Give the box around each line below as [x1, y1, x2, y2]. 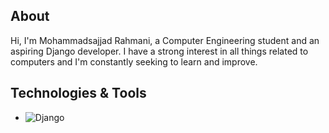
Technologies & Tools [10, 85, 147, 102]
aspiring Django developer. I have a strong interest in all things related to [10, 45, 309, 57]
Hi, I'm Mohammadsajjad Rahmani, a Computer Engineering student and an [10, 34, 320, 46]
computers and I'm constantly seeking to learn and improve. [10, 55, 258, 68]
